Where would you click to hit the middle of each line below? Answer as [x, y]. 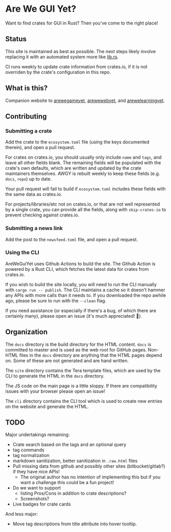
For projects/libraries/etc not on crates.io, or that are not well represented [82, 204]
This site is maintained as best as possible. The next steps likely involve [81, 51]
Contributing [26, 116]
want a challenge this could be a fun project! [67, 483]
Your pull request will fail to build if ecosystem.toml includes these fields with [86, 189]
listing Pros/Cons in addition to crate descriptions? [73, 493]
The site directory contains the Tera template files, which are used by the [83, 370]
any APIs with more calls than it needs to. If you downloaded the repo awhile [86, 295]
